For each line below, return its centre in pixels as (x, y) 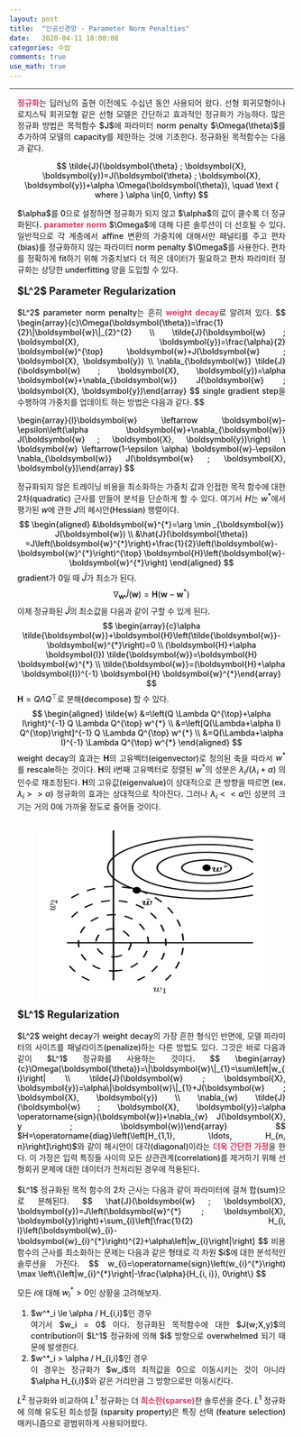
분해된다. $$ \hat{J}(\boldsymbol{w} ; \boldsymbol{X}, (161, 1201)
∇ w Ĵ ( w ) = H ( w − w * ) (151, 594)
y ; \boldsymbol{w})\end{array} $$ (151, 1126)
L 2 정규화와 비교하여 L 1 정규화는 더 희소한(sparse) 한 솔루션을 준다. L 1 (140, 1400)
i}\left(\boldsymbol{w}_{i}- (68, 1230)
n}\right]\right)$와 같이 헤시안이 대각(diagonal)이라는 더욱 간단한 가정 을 (147, 1146)
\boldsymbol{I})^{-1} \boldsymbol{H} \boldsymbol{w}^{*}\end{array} (151, 674)
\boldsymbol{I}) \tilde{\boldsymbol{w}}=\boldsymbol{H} (151, 654)
